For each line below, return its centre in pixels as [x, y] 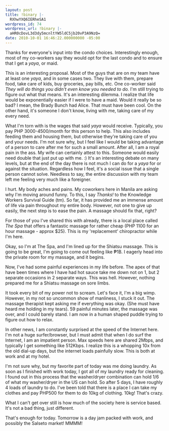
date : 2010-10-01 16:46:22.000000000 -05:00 [53, 38]
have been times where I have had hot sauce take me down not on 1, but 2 [82, 272]
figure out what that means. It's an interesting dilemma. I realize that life [80, 94]
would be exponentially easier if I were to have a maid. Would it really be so [83, 100]
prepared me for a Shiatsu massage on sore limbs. [58, 283]
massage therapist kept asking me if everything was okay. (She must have [82, 303]
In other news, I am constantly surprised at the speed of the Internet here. [82, 329]
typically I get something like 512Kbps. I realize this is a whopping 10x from [83, 345]
